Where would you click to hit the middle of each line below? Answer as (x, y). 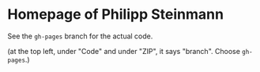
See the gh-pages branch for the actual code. (80, 36)
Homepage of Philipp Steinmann (116, 14)
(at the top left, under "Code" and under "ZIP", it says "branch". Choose (124, 51)
